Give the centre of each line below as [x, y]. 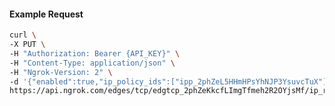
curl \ [23, 35]
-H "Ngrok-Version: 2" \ [61, 72]
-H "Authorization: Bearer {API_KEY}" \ [95, 53]
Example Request [46, 14]
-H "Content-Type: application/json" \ [92, 63]
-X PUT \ [27, 45]
